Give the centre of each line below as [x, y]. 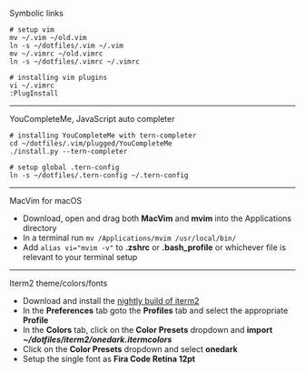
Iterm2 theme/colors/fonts [59, 283]
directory [39, 228]
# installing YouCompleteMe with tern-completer [103, 136]
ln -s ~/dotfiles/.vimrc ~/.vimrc [75, 62]
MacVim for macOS [46, 201]
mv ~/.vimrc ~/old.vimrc [56, 54]
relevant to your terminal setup [80, 257]
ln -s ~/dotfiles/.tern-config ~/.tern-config [99, 176]
